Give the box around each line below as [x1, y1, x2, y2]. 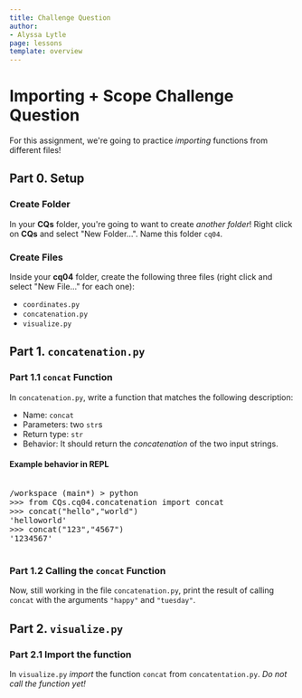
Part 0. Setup [9, 171, 85, 186]
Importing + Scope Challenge [9, 86, 234, 107]
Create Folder [9, 198, 71, 211]
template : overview [9, 47, 83, 56]
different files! [9, 145, 61, 156]
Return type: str [22, 428, 84, 439]
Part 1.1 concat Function [9, 371, 113, 384]
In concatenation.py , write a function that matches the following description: [9, 391, 294, 403]
